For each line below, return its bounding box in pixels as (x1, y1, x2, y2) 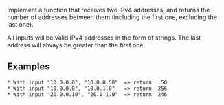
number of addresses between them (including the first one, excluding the (7, 13, 218, 21)
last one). (7, 21, 34, 28)
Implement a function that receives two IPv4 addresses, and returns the (7, 6, 210, 14)
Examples (7, 61, 50, 73)
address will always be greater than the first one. (7, 41, 146, 49)
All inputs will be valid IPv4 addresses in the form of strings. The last (7, 34, 201, 42)
